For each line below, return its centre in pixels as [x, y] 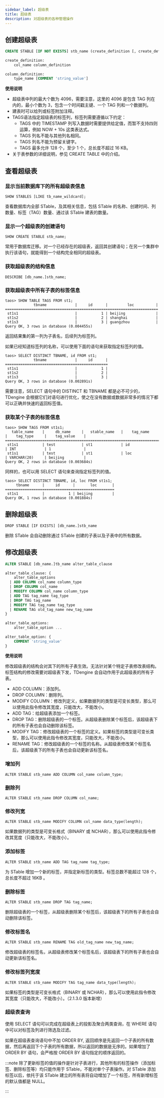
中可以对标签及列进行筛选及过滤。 [39, 1030]
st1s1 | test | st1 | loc [70, 453]
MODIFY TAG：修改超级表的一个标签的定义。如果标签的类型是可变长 [81, 732]
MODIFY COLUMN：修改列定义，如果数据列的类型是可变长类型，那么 [82, 701]
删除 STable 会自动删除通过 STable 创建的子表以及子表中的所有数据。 [75, 536]
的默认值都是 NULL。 [26, 1081]
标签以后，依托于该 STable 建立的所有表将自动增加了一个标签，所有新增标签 [82, 1075]
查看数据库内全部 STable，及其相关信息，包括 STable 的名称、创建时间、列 [81, 206]
